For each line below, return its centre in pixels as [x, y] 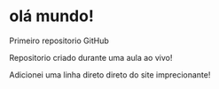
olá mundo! [52, 16]
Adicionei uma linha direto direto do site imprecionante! [110, 74]
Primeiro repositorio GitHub [59, 41]
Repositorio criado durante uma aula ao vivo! [91, 57]
